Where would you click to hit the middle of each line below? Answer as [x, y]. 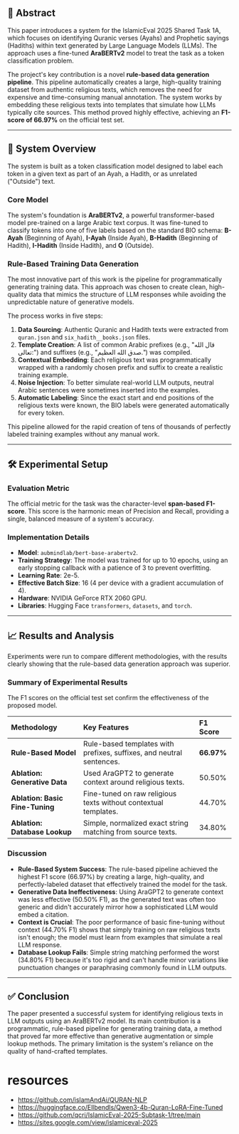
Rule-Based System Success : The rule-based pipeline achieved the [118, 869]
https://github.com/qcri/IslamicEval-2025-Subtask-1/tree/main [109, 1115]
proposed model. [32, 705]
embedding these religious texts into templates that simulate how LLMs [112, 105]
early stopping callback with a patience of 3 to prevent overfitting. [115, 568]
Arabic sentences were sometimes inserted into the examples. [109, 390]
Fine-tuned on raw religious [130, 794]
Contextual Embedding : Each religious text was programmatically [114, 360]
